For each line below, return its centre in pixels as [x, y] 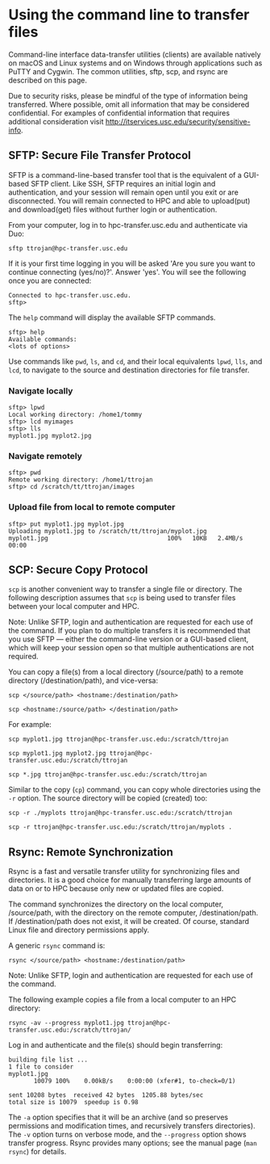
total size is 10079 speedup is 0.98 [73, 1103]
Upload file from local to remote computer [92, 507]
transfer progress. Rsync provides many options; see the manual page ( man [133, 1143]
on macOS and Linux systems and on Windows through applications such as [135, 63]
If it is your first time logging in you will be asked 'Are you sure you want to [132, 263]
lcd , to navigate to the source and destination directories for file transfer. [129, 370]
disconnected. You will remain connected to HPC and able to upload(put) [129, 200]
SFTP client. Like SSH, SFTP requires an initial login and [123, 183]
